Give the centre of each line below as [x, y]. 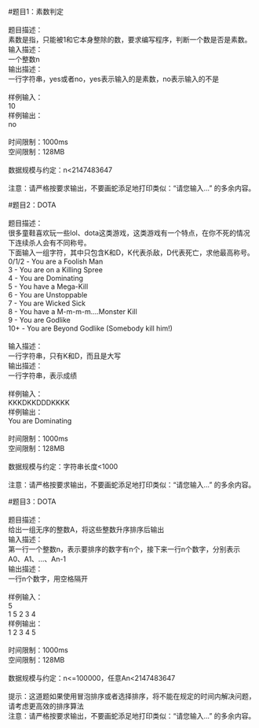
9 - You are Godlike [39, 320]
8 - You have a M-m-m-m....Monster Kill [73, 312]
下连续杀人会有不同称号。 [49, 243]
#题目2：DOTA [32, 205]
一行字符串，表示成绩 [42, 375]
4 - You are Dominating [46, 278]
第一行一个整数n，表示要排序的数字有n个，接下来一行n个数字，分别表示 [124, 549]
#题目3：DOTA [32, 501]
